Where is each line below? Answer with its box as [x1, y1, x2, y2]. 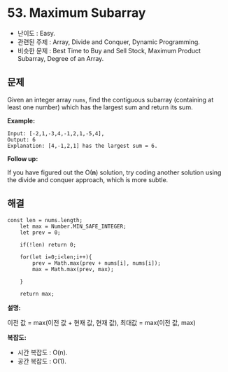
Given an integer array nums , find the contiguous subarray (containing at [7, 95, 214, 104]
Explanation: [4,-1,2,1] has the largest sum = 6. [7, 142, 158, 149]
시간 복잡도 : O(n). [17, 348, 68, 357]
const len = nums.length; [7, 216, 83, 223]
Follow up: [7, 154, 38, 163]
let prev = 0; [20, 229, 61, 236]
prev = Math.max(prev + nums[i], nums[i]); [32, 259, 161, 267]
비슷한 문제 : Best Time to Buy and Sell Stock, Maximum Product [17, 46, 201, 55]
